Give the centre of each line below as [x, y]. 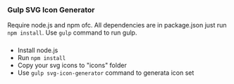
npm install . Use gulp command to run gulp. [72, 32]
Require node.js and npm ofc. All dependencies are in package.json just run [117, 25]
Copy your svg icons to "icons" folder [72, 66]
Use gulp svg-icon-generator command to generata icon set [106, 73]
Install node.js [38, 50]
